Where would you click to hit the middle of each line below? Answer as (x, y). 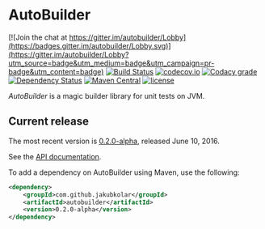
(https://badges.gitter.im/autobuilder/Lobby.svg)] (90, 45)
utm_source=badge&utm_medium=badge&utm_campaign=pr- (111, 63)
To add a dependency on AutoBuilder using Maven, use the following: (124, 172)
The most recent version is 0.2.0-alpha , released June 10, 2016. (114, 141)
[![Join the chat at (38, 37)
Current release (49, 122)
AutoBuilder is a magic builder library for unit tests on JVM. (107, 95)
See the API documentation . (55, 156)
